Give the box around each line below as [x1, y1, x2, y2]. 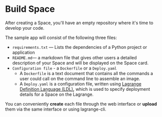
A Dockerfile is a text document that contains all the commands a [19, 70, 154, 76]
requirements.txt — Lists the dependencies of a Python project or [12, 44, 147, 50]
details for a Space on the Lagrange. [19, 91, 94, 97]
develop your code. [5, 25, 45, 31]
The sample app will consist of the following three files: [5, 35, 117, 40]
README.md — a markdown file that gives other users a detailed [12, 54, 137, 60]
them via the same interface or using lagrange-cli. [5, 106, 107, 112]
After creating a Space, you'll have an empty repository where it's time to [5, 20, 154, 26]
